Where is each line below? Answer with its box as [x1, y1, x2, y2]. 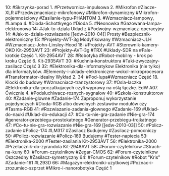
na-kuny [5, 149, 23, 155]
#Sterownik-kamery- [116, 42, 160, 47]
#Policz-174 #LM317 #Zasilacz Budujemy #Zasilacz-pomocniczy [22, 128, 157, 133]
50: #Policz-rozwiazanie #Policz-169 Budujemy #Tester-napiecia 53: [5, 133, 148, 139]
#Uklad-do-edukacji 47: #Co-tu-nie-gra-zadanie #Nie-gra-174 [25, 111, 155, 118]
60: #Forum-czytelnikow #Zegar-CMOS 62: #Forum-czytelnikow [23, 149, 158, 155]
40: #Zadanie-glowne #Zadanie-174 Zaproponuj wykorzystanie [5, 95, 137, 101]
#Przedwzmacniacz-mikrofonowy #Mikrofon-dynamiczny [15, 10, 135, 16]
